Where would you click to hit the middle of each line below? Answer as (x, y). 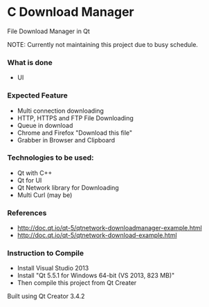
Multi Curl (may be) (45, 195)
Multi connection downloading (60, 111)
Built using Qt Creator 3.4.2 (46, 296)
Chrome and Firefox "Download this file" (75, 133)
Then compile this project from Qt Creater (77, 283)
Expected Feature (37, 95)
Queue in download (45, 125)
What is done (30, 62)
